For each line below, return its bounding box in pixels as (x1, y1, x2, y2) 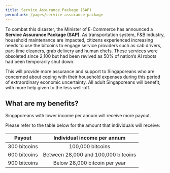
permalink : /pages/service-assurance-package (5, 12, 103, 17)
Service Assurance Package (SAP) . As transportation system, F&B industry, (5, 31, 165, 38)
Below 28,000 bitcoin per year (53, 159, 126, 166)
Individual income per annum (53, 134, 126, 142)
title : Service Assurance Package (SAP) (5, 7, 92, 13)
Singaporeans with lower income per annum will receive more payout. (5, 113, 151, 119)
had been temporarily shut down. (5, 58, 75, 64)
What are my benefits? (5, 99, 79, 108)
